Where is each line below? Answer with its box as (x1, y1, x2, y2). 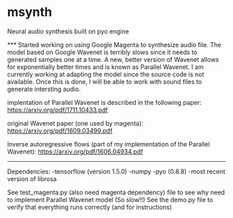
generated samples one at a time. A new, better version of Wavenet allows (7, 55, 220, 63)
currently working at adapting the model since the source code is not (7, 70, 205, 78)
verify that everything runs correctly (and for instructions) (7, 203, 172, 211)
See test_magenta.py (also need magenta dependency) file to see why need (7, 188, 225, 196)
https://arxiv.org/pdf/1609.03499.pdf (7, 126, 113, 135)
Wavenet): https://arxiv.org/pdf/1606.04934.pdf (7, 147, 144, 156)
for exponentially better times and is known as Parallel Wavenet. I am (7, 62, 204, 71)
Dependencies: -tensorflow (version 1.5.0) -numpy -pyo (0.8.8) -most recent (7, 167, 225, 176)
